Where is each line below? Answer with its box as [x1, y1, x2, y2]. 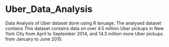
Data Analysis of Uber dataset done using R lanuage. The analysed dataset [5, 20, 161, 26]
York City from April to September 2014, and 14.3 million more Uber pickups [5, 30, 163, 36]
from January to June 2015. [5, 36, 63, 42]
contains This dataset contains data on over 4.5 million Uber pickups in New [5, 25, 164, 31]
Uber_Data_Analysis [5, 3, 93, 15]
